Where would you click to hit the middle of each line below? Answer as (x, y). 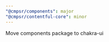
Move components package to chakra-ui (54, 33)
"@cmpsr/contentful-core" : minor (46, 17)
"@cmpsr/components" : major (40, 11)
